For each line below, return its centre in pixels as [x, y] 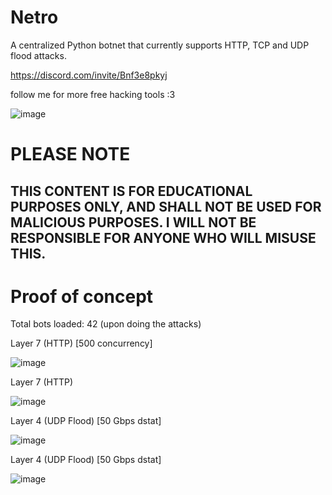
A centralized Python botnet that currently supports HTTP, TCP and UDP [160, 45]
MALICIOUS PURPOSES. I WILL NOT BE [133, 222]
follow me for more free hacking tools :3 [93, 94]
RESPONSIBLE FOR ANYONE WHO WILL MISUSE [163, 237]
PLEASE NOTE [70, 154]
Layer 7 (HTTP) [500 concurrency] [81, 343]
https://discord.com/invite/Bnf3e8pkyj [89, 75]
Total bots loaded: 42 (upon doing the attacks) [106, 324]
